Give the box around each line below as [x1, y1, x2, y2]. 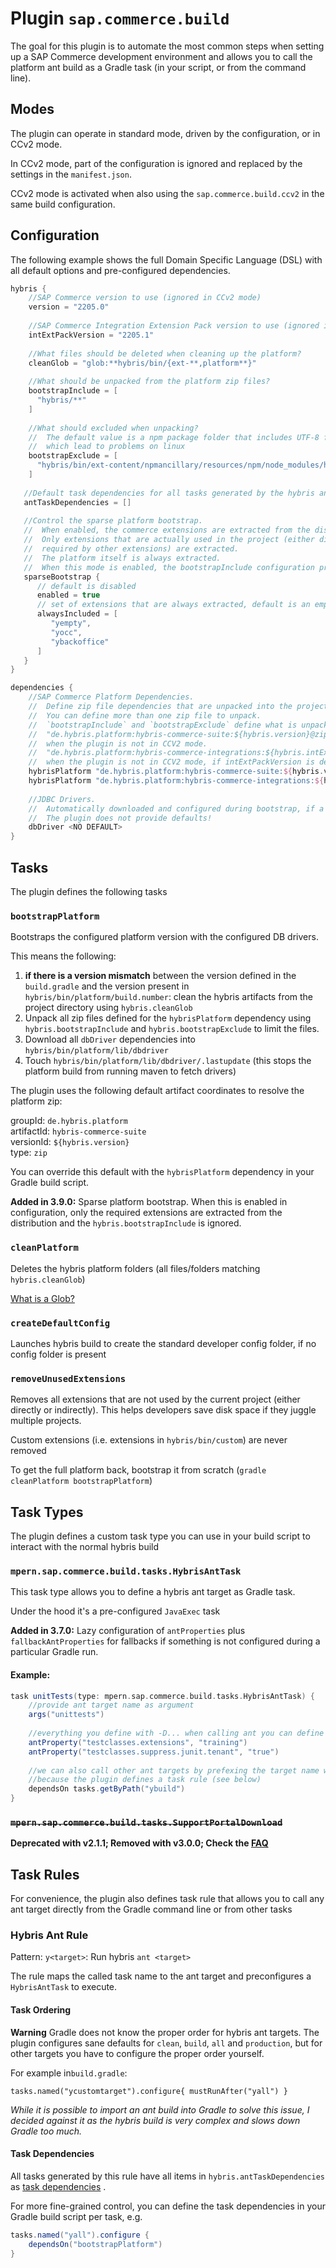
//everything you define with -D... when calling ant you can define [28, 1728, 325, 1738]
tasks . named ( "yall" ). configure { [10, 2230, 150, 2240]
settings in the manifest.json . [10, 168, 132, 180]
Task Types [10, 1503, 84, 1521]
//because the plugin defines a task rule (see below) [28, 1775, 262, 1785]
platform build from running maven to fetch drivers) [24, 1065, 237, 1077]
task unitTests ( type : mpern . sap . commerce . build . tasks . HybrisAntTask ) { [10, 1691, 315, 1701]
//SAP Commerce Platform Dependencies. [28, 692, 195, 702]
